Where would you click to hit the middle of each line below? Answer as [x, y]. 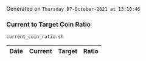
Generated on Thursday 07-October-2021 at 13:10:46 [73, 9]
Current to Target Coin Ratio [49, 24]
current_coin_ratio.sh [35, 37]
